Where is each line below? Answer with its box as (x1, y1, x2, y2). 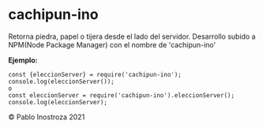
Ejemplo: (8, 55, 38, 65)
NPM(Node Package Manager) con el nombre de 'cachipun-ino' (8, 40, 216, 49)
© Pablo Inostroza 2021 (8, 112, 85, 122)
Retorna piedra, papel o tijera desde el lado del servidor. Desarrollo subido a (8, 32, 256, 41)
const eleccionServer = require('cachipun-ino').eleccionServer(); (8, 91, 235, 100)
